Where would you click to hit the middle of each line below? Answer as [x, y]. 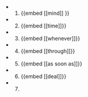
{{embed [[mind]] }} [45, 13]
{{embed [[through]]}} [48, 51]
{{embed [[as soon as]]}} [51, 64]
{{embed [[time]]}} [43, 26]
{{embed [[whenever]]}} [50, 38]
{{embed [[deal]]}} [43, 76]
